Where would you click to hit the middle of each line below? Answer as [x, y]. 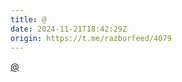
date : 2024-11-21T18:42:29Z [69, 29]
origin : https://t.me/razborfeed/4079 [91, 38]
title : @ [28, 19]
